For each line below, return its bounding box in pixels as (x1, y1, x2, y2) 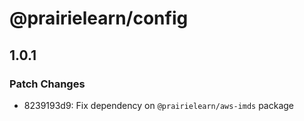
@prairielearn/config (9, 7, 189, 30)
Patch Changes (9, 77, 86, 91)
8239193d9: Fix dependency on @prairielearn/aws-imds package (23, 99, 295, 111)
